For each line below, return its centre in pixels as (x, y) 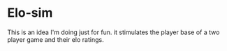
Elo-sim (30, 13)
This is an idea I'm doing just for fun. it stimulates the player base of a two (113, 32)
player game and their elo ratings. (56, 39)
